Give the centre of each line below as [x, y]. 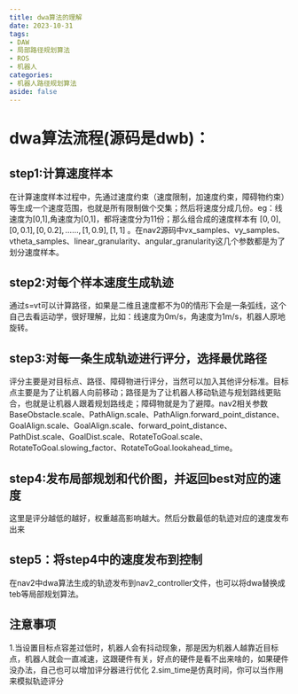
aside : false [33, 91]
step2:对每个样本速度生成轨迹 [92, 282]
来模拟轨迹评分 [36, 681]
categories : [31, 75]
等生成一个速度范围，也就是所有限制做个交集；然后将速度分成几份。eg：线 [146, 207]
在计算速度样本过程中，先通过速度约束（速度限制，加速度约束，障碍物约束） [149, 197]
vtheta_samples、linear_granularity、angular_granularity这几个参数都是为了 [147, 241]
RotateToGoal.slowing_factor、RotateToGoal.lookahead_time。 [123, 448]
